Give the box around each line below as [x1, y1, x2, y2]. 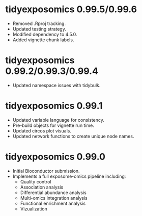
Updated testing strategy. [12, 25, 66, 32]
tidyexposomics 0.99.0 [5, 151, 106, 163]
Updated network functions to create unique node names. [12, 133, 134, 139]
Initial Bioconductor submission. [12, 168, 80, 174]
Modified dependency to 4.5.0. [12, 31, 77, 37]
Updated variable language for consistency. [12, 117, 104, 123]
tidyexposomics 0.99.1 [5, 100, 103, 112]
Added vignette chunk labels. [12, 37, 74, 43]
